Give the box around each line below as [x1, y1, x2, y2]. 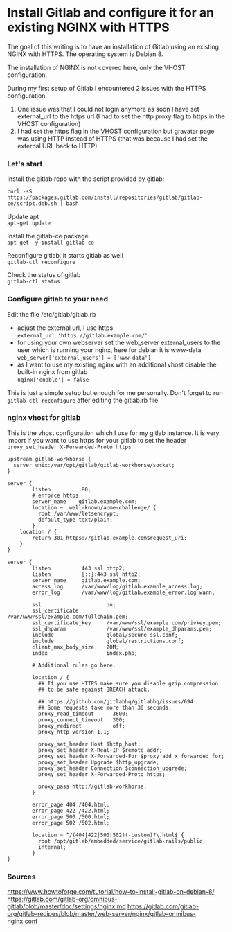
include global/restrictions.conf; [32, 638, 185, 644]
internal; [37, 843, 67, 850]
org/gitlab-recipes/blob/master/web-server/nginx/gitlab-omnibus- [7, 910, 196, 918]
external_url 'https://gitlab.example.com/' [17, 332, 148, 339]
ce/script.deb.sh [7, 200, 57, 207]
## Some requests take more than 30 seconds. [37, 704, 172, 711]
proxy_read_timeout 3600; [37, 710, 129, 717]
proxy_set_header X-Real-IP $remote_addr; [37, 746, 163, 753]
